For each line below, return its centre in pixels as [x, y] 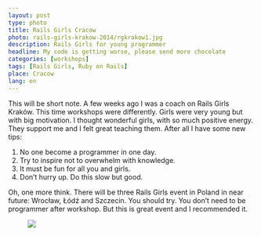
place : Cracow [31, 74]
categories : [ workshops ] [49, 60]
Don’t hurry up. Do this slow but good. [81, 176]
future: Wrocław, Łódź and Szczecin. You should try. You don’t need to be [127, 200]
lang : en [22, 81]
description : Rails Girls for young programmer [87, 45]
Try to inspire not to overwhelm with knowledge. [98, 160]
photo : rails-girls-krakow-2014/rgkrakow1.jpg [85, 37]
